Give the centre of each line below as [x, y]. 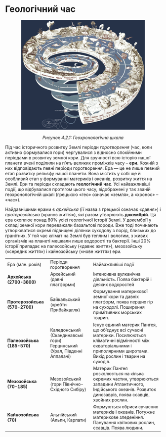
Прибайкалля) [65, 310]
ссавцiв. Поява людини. [118, 428]
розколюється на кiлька [119, 373]
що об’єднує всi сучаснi [118, 330]
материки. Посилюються [120, 335]
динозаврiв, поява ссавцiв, [121, 394]
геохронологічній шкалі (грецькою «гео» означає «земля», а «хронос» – [82, 194]
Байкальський [65, 299]
